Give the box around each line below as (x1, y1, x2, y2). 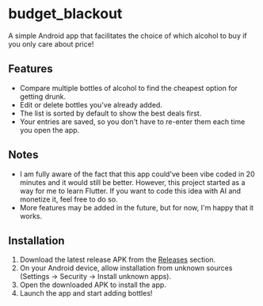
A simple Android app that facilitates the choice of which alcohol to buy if (8, 31, 247, 40)
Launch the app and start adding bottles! (19, 289, 153, 298)
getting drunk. (19, 92, 66, 101)
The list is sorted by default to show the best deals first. (19, 108, 202, 118)
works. (19, 211, 42, 221)
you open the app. (19, 125, 80, 134)
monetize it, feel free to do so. (19, 195, 118, 204)
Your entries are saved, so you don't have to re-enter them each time (19, 116, 246, 127)
